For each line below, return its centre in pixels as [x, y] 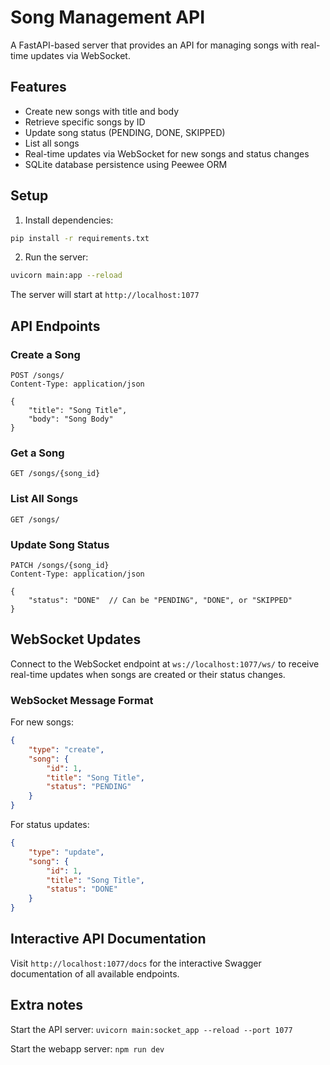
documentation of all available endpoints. [95, 973]
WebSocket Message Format [82, 700]
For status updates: [50, 824]
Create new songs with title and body [102, 111]
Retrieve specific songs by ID [85, 122]
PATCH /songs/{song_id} [60, 565]
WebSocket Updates [76, 639]
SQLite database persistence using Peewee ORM [126, 164]
